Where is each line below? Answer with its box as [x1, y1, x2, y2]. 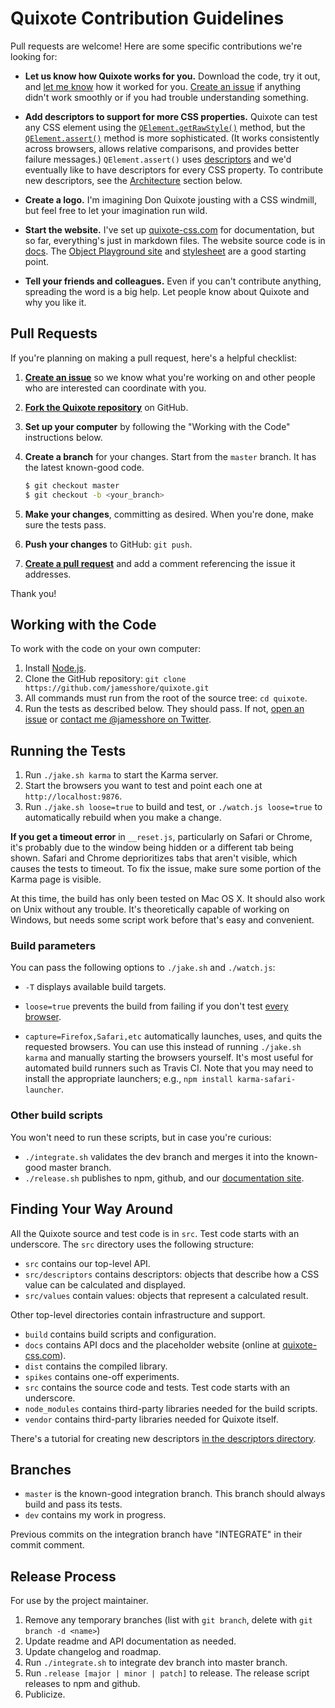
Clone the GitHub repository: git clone [24, 673, 187, 685]
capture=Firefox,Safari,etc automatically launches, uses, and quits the [24, 1030, 323, 1042]
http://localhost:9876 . [24, 790, 123, 802]
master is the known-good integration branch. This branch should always [24, 1488, 326, 1500]
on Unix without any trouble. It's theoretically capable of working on [10, 903, 290, 916]
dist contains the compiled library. [24, 1360, 168, 1372]
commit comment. [10, 1539, 85, 1551]
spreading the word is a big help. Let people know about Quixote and [24, 285, 310, 297]
